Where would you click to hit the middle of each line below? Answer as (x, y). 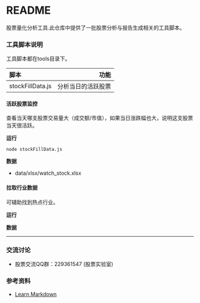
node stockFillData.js (34, 150)
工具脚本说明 (25, 44)
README (29, 10)
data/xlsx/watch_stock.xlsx (48, 173)
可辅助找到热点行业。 (32, 202)
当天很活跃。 (22, 125)
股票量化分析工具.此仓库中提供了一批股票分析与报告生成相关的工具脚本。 (96, 27)
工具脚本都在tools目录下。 (38, 59)
